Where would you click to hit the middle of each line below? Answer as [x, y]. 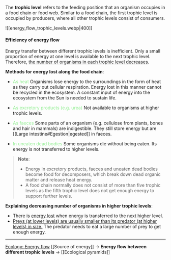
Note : [24, 159]
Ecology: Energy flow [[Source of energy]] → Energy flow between [76, 247]
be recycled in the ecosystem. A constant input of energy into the [81, 93]
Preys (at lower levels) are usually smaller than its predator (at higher [85, 221]
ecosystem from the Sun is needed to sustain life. [65, 98]
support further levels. [49, 196]
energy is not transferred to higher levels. [56, 149]
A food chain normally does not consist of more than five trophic [93, 185]
